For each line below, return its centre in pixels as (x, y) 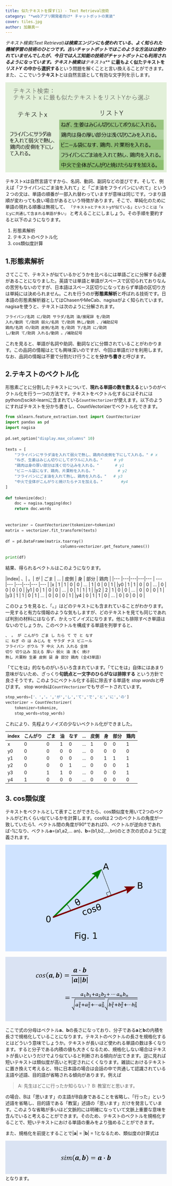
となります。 (19, 1178)
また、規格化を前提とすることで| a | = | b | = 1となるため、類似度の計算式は (82, 1133)
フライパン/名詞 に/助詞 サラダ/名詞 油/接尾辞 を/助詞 (58, 317)
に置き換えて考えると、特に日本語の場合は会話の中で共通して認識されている (86, 1069)
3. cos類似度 (25, 798)
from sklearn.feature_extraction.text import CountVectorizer (73, 417)
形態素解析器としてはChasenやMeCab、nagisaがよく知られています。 (92, 300)
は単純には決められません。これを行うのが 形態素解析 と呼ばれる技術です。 (84, 294)
